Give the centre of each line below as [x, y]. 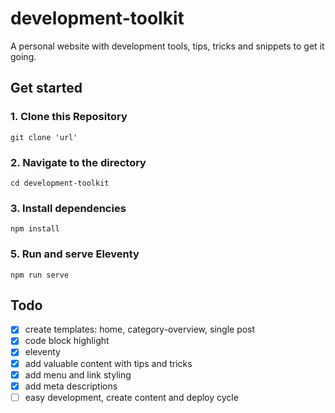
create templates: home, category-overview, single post [140, 329]
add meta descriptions [71, 386]
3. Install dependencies [68, 208]
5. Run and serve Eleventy [75, 254]
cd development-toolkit [60, 183]
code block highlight [67, 341]
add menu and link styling [78, 374]
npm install [35, 229]
